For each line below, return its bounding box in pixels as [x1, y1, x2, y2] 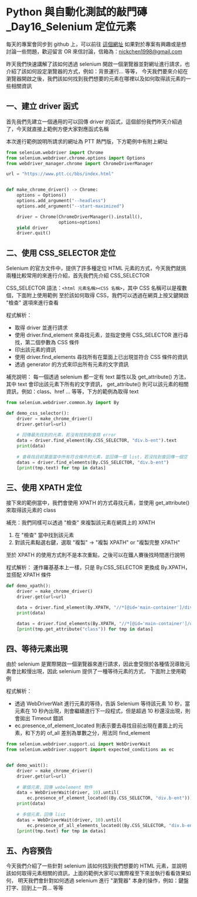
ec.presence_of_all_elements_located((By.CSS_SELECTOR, [27, 822, 167, 828]
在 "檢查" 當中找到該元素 [14, 532, 74, 539]
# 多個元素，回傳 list [16, 811, 66, 817]
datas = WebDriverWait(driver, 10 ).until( [16, 817, 122, 823]
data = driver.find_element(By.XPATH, [16, 604, 111, 610]
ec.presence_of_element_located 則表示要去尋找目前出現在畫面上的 [14, 722, 178, 729]
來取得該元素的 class [6, 506, 56, 514]
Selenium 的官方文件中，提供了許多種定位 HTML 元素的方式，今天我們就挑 [6, 265, 186, 272]
